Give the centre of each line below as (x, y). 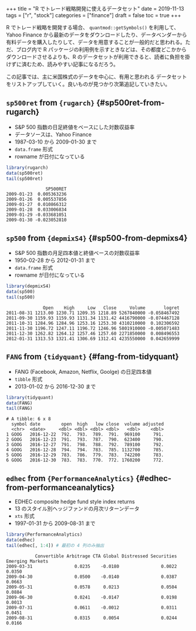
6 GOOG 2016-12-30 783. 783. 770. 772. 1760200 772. (85, 460)
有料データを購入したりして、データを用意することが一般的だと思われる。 (96, 42)
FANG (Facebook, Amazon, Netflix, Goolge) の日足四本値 (83, 371)
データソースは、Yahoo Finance (53, 134)
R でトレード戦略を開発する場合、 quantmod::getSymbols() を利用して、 (93, 27)
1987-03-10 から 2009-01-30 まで (56, 142)
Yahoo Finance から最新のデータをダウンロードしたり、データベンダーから (97, 35)
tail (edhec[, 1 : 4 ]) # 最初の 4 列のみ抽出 (55, 545)
